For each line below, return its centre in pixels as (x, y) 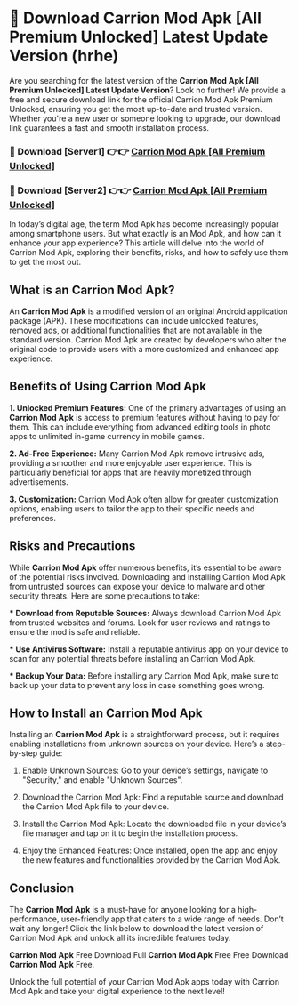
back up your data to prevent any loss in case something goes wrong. (137, 685)
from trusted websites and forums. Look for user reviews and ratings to (140, 623)
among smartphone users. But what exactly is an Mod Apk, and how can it (145, 234)
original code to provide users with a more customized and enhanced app (145, 349)
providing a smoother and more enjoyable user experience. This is (130, 462)
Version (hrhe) (64, 56)
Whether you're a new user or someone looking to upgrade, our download (145, 118)
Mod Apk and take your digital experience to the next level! (117, 992)
